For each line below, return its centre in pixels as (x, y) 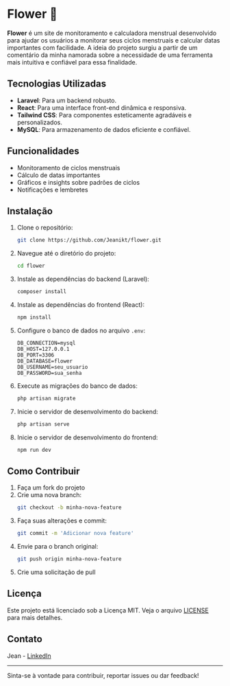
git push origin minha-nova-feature (69, 559)
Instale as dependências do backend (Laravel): (83, 279)
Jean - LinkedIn (29, 656)
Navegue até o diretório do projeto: (66, 253)
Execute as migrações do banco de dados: (77, 386)
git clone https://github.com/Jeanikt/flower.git (89, 240)
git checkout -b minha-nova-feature (69, 507)
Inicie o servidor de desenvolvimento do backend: (88, 411)
